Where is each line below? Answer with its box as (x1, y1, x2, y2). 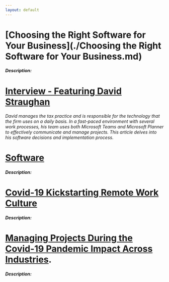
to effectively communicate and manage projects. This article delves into (5, 129, 157, 135)
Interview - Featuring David (5, 85, 122, 97)
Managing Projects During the (5, 232, 133, 244)
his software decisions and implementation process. (5, 134, 114, 140)
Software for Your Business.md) (5, 51, 142, 62)
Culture (5, 198, 38, 209)
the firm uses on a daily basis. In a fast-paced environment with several (5, 118, 155, 124)
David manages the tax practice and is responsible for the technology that (5, 113, 160, 119)
